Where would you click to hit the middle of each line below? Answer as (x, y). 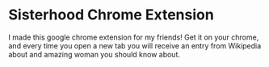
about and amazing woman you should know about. (94, 54)
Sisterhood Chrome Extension (111, 15)
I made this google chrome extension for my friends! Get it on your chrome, (134, 37)
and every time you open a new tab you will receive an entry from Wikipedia (135, 45)
